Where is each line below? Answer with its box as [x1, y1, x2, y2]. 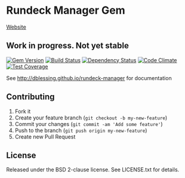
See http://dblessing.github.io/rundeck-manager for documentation [6, 74, 172, 81]
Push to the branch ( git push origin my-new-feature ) [14, 127, 147, 134]
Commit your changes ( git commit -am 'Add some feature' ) [14, 120, 163, 127]
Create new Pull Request [14, 133, 76, 140]
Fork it [14, 108, 31, 115]
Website [6, 23, 27, 30]
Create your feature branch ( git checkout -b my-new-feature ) [14, 114, 168, 121]
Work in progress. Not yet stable [6, 41, 129, 51]
